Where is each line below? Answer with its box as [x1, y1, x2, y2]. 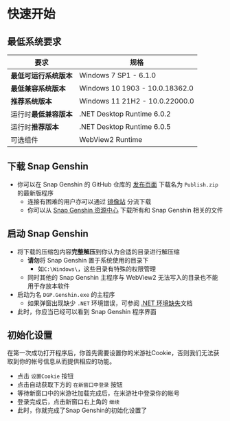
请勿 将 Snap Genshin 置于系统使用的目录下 [27, 256, 149, 264]
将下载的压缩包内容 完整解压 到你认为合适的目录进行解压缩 [16, 248, 180, 256]
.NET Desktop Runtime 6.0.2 [79, 109, 172, 119]
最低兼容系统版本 [10, 84, 67, 93]
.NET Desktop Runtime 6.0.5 [79, 122, 172, 131]
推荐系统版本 [10, 97, 53, 106]
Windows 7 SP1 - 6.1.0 [79, 71, 157, 80]
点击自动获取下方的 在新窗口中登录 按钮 [16, 381, 123, 389]
